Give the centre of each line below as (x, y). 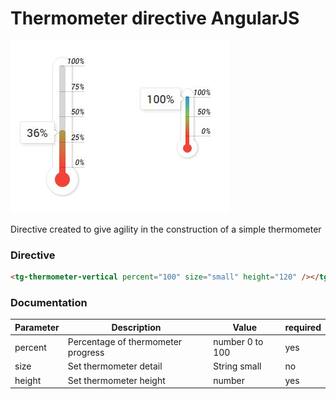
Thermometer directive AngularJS (155, 18)
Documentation (49, 303)
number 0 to (238, 342)
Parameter (37, 327)
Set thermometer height (116, 380)
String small (237, 366)
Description (136, 327)
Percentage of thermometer (125, 342)
